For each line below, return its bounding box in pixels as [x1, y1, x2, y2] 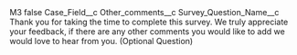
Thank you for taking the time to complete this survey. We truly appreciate [9, 16, 289, 27]
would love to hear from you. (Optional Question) [9, 36, 194, 46]
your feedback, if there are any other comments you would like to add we [9, 26, 285, 37]
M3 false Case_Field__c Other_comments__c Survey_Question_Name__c [9, 7, 280, 17]
